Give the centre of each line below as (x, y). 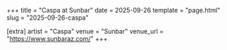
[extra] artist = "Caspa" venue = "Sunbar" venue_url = (85, 31)
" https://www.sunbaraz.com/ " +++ (57, 39)
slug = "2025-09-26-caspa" (48, 18)
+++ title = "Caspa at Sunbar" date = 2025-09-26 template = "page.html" (114, 10)
